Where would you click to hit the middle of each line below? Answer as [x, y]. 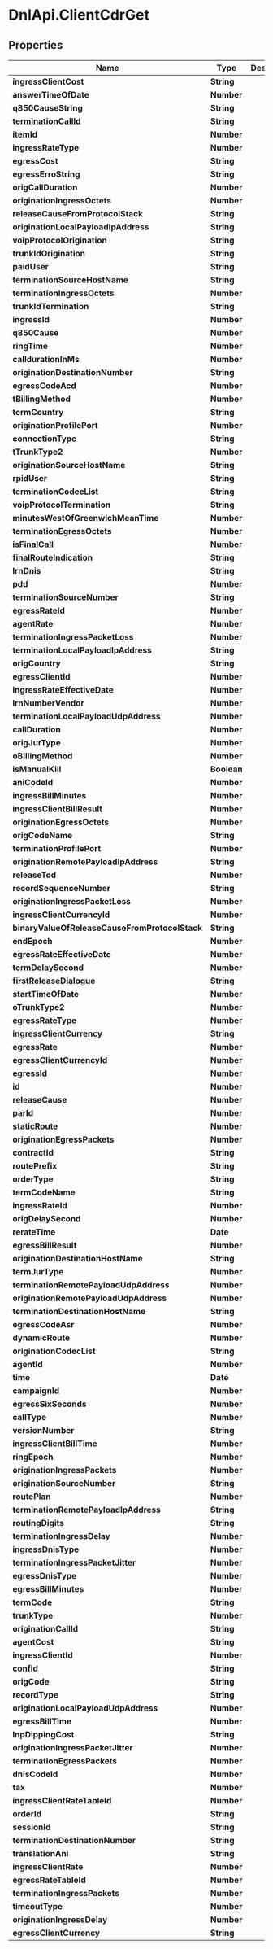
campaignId [36, 1391]
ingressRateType [46, 148]
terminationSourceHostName [70, 280]
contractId [33, 1153]
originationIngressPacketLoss [72, 901]
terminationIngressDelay [62, 1536]
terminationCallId [47, 121]
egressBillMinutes [48, 1589]
